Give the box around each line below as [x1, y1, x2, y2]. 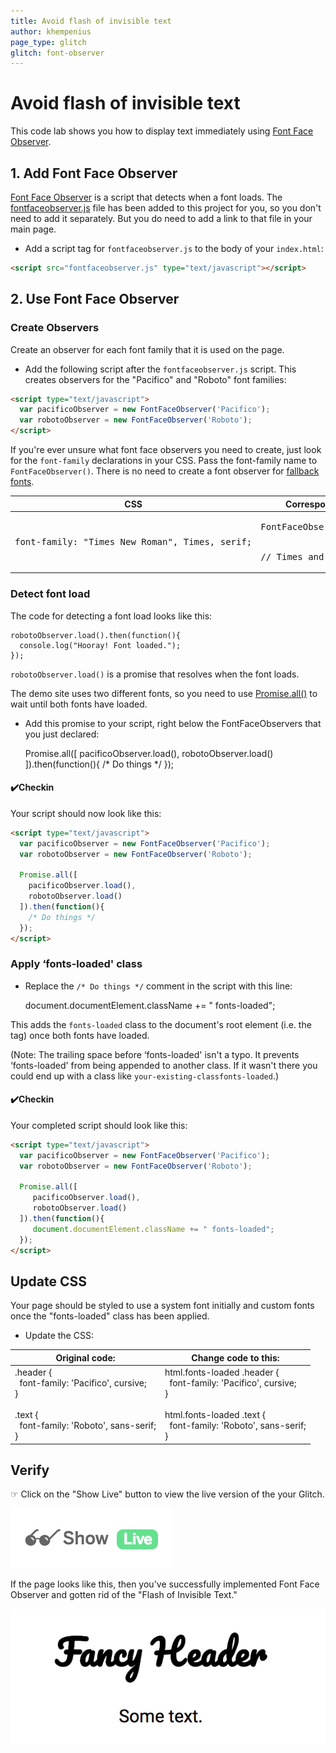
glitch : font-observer [10, 48, 105, 58]
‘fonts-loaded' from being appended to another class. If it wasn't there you [10, 1059, 318, 1071]
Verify [10, 1462, 50, 1479]
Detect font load [10, 587, 91, 601]
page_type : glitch [10, 37, 87, 47]
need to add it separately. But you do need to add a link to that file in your [10, 213, 313, 224]
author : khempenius [10, 26, 92, 37]
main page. [10, 223, 57, 235]
